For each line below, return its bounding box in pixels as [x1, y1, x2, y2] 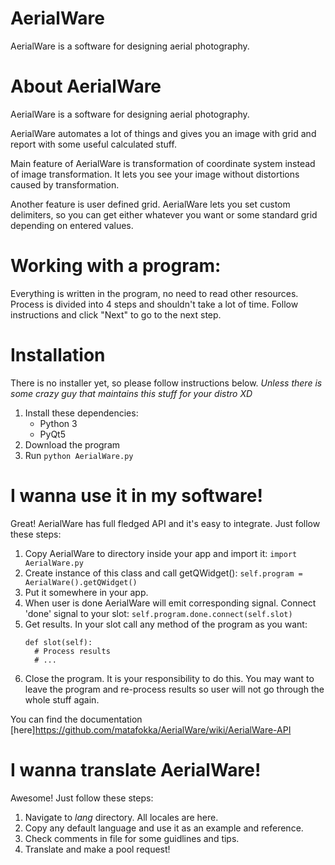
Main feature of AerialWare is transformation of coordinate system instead [10, 157, 316, 169]
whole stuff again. [24, 693, 100, 706]
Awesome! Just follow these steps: [10, 792, 154, 804]
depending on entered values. [10, 219, 134, 231]
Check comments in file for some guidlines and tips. [24, 832, 240, 844]
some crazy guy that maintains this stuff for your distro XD [10, 387, 253, 399]
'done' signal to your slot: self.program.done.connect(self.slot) [24, 607, 293, 619]
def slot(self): [24, 637, 93, 647]
